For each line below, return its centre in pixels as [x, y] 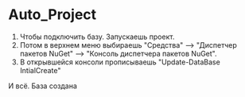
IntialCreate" [40, 70]
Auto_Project [52, 15]
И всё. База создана [43, 86]
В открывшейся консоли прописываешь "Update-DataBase [120, 62]
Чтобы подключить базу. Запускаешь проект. [97, 37]
